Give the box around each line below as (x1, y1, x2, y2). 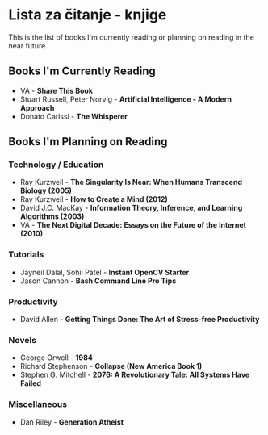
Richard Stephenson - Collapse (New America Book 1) (19, 362, 203, 371)
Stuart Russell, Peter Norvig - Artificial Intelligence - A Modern (19, 94, 232, 104)
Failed (19, 379, 42, 388)
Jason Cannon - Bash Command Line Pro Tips (19, 276, 177, 286)
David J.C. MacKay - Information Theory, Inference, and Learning (19, 203, 243, 213)
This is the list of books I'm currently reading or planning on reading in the (8, 32, 254, 42)
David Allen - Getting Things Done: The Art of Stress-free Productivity (19, 315, 260, 324)
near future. (8, 40, 48, 50)
